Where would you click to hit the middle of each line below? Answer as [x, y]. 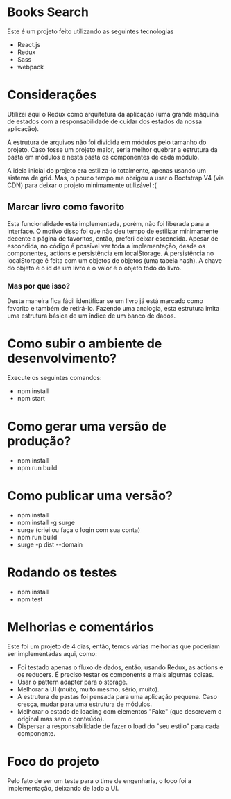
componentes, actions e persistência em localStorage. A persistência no [111, 253]
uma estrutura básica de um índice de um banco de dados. [91, 316]
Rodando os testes [62, 572]
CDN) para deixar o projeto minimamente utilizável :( [82, 185]
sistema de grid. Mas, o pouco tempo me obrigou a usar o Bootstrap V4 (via [115, 178]
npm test [30, 599]
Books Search [48, 12]
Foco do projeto [53, 761]
